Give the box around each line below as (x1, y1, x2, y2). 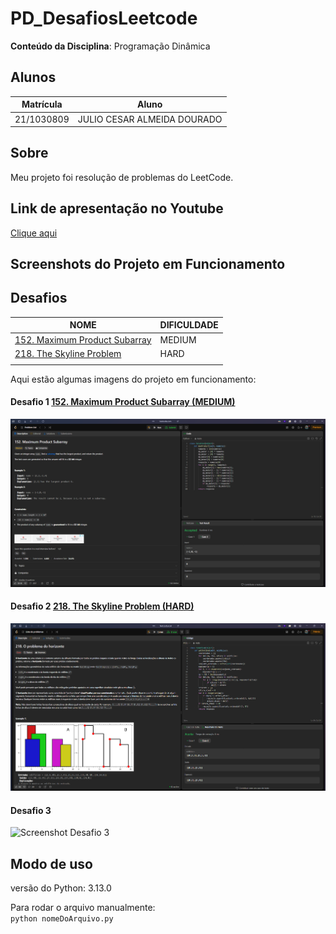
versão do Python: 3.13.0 (10, 882, 112, 894)
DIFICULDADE (159, 319, 219, 331)
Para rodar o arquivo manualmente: (10, 902, 156, 914)
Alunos (10, 69, 57, 86)
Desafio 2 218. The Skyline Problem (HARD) (10, 600, 195, 612)
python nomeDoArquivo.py (10, 914, 114, 924)
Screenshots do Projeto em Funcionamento (10, 256, 286, 273)
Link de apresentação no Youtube (10, 200, 224, 217)
